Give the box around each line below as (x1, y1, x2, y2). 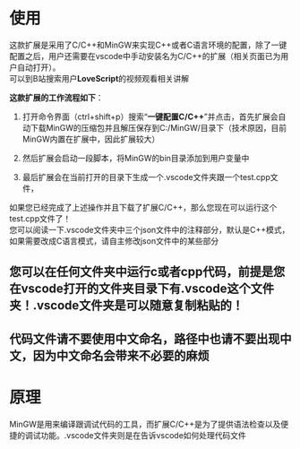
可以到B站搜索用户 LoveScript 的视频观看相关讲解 (9, 73, 190, 83)
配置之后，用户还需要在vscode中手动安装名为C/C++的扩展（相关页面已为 (9, 50, 281, 61)
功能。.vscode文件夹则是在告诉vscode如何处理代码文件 (39, 429, 246, 440)
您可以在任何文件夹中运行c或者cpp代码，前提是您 (9, 264, 286, 280)
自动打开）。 (16, 62, 61, 73)
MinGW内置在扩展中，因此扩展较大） (21, 134, 160, 144)
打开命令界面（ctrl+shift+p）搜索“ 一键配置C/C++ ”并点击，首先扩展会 (21, 111, 279, 122)
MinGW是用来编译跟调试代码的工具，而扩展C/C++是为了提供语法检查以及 (9, 419, 281, 429)
